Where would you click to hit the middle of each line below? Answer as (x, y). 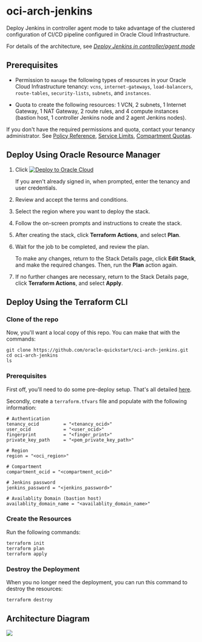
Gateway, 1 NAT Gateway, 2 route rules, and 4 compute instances (97, 111)
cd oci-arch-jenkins (32, 356)
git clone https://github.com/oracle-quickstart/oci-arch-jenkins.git (97, 350)
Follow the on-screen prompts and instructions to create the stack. (98, 223)
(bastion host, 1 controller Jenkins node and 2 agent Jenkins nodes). (101, 117)
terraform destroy (29, 600)
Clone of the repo (32, 319)
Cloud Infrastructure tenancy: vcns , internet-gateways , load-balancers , (104, 86)
